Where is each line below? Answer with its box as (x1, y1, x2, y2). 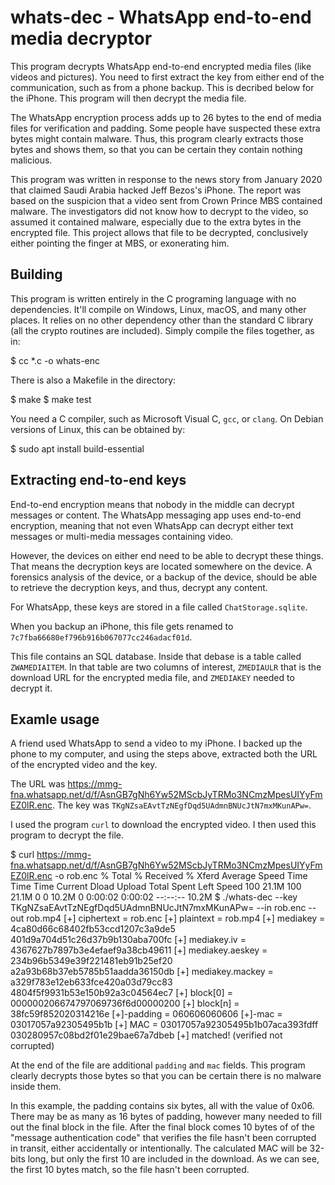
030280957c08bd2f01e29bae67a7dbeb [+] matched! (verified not (10, 1029, 283, 1041)
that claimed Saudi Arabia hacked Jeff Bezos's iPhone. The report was (10, 184, 302, 196)
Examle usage (10, 711, 100, 728)
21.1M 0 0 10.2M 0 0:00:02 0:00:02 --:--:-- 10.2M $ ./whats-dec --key (10, 891, 298, 903)
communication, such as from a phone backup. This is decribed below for (10, 81, 315, 93)
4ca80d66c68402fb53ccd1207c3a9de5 (10, 923, 176, 935)
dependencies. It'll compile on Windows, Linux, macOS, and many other (10, 303, 307, 315)
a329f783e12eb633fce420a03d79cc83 (10, 976, 173, 988)
